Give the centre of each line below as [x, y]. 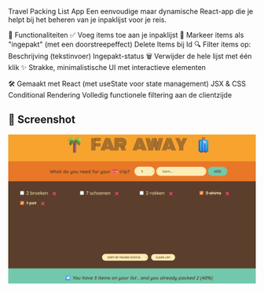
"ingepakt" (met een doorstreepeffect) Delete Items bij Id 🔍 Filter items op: [130, 44]
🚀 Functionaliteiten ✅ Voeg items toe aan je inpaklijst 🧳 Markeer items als [126, 35]
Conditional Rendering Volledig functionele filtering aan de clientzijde [120, 95]
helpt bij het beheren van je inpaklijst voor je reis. [88, 20]
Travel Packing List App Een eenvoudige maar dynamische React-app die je [131, 11]
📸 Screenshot [42, 120]
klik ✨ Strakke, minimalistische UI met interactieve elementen [107, 67]
